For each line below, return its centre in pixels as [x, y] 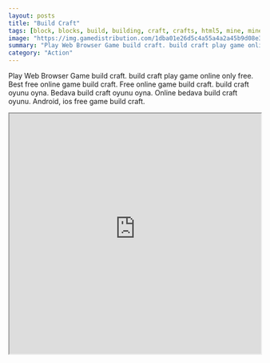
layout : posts [32, 16]
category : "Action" [41, 53]
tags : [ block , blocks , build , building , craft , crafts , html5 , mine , [127, 30]
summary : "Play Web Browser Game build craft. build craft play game [127, 46]
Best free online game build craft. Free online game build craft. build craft [129, 84]
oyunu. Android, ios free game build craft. [77, 101]
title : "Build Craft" [44, 23]
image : [19, 38]
